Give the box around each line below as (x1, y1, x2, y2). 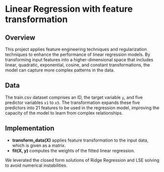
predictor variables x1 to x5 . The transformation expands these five (5, 99, 141, 105)
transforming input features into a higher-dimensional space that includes (5, 57, 153, 62)
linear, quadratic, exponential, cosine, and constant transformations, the (5, 62, 150, 68)
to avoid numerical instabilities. (5, 162, 68, 168)
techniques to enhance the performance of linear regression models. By (5, 51, 150, 57)
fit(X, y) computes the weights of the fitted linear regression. (12, 147, 136, 153)
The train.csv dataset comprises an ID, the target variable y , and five (5, 94, 143, 100)
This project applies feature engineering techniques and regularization (5, 47, 147, 52)
